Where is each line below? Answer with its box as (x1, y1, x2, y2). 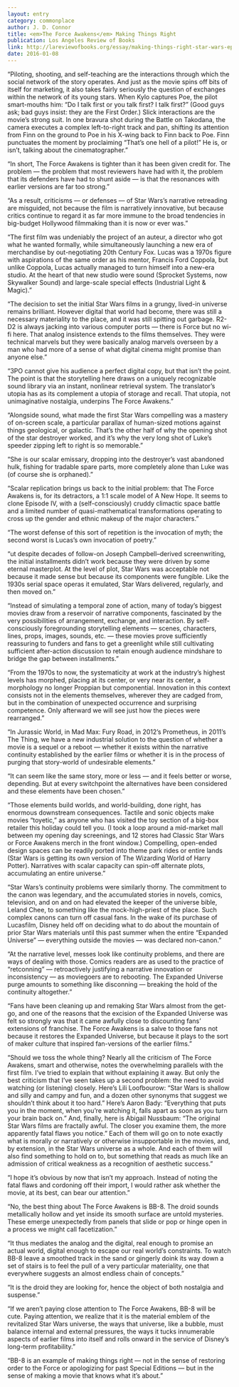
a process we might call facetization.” (7, 1225, 117, 1234)
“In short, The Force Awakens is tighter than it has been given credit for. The (7, 159, 231, 168)
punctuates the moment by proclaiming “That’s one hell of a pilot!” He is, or (7, 138, 228, 146)
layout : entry (7, 10, 50, 18)
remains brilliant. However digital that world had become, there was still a (7, 307, 223, 316)
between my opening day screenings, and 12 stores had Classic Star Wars (7, 831, 225, 839)
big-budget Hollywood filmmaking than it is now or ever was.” (7, 218, 188, 227)
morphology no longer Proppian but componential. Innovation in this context (7, 683, 231, 692)
